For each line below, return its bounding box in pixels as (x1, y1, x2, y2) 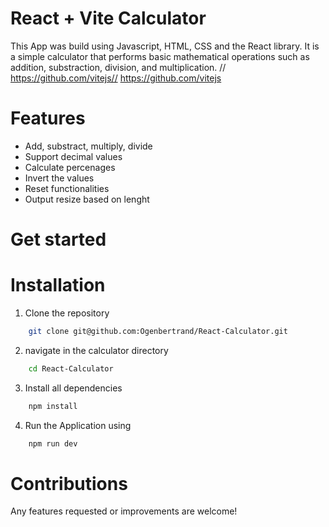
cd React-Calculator (28, 363, 114, 374)
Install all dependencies (24, 382, 123, 394)
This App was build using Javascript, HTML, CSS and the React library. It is (10, 40, 320, 52)
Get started (10, 228, 107, 251)
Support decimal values (24, 150, 123, 162)
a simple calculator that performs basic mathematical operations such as (10, 50, 310, 62)
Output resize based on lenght (24, 193, 150, 205)
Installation (10, 274, 106, 297)
